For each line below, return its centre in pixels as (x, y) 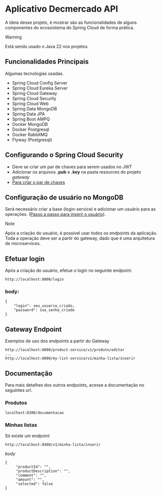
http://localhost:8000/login (34, 280)
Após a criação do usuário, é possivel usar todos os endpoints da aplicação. (81, 233)
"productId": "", (33, 467)
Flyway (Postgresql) (32, 140)
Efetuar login (25, 259)
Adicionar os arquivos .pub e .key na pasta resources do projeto (77, 172)
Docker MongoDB (30, 124)
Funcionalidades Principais (47, 62)
